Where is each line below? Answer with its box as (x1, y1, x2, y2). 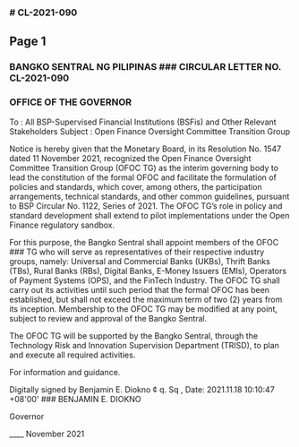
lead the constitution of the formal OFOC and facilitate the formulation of (9, 172, 278, 183)
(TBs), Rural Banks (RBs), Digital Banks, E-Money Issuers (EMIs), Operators (9, 265, 287, 276)
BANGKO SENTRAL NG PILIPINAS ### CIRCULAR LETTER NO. (9, 61, 282, 73)
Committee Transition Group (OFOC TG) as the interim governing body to (9, 162, 279, 173)
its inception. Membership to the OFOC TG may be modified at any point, (9, 303, 278, 314)
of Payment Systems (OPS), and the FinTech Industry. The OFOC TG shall (9, 275, 280, 286)
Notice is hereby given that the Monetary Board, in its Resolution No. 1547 (9, 143, 282, 154)
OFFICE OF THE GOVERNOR (9, 96, 132, 108)
